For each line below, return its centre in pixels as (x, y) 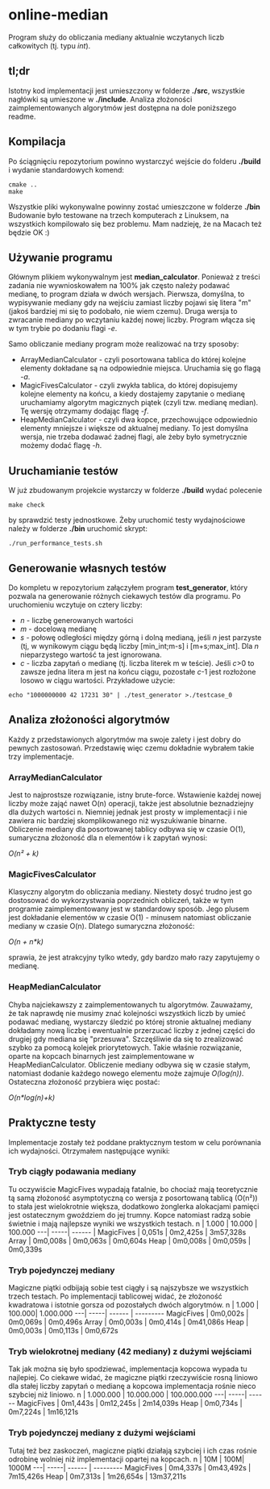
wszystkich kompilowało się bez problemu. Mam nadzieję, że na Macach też (135, 224)
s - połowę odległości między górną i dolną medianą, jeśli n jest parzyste (141, 638)
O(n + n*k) (26, 942)
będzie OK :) (29, 232)
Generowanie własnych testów (87, 568)
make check (27, 505)
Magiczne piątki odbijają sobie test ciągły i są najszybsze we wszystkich (129, 1288)
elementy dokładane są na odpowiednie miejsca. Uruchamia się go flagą (140, 368)
